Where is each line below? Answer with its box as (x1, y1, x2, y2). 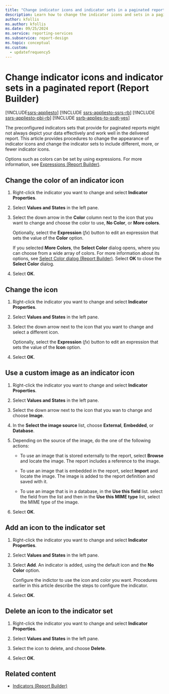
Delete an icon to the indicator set (5, 607, 113, 616)
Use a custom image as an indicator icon (5, 368, 135, 377)
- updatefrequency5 (10, 50, 51, 55)
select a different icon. (12, 329, 59, 335)
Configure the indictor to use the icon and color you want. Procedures (12, 577, 157, 583)
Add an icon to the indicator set (5, 524, 106, 532)
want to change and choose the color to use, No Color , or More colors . (12, 220, 160, 226)
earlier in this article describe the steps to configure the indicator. (12, 582, 148, 588)
